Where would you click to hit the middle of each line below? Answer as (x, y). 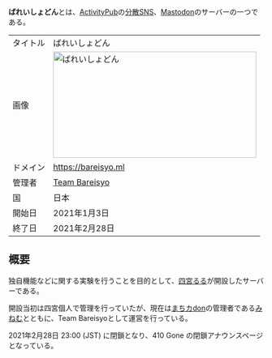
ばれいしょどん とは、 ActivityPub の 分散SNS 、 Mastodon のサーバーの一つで (133, 12)
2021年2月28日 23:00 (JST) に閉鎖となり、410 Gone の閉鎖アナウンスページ (136, 335)
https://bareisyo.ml (89, 167)
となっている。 (33, 345)
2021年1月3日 (81, 213)
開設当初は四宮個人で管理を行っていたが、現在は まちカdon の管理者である (132, 308)
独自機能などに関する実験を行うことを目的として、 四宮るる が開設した (125, 280)
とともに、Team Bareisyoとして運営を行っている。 (108, 318)
